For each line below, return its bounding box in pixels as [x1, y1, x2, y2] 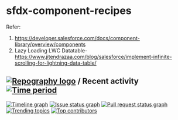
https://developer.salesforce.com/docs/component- [14, 34, 141, 41]
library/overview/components [14, 41, 86, 48]
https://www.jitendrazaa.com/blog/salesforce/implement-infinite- [14, 53, 172, 60]
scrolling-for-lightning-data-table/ [14, 59, 97, 66]
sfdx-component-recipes [6, 4, 132, 17]
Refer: [6, 23, 21, 30]
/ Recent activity [77, 76, 139, 86]
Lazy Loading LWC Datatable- [14, 47, 88, 54]
